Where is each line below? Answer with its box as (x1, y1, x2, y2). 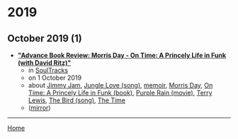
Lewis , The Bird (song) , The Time (28, 96, 126, 104)
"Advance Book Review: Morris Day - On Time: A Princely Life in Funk (17, 51, 227, 59)
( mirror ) (28, 104, 51, 111)
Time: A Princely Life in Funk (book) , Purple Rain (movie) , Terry (28, 89, 212, 97)
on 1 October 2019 (28, 73, 82, 82)
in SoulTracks (28, 66, 69, 74)
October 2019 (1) (7, 32, 83, 44)
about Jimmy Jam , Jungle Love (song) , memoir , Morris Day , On (28, 81, 213, 89)
